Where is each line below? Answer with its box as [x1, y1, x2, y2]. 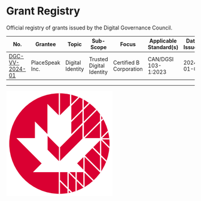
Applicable [149, 37, 177, 44]
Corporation [112, 65, 143, 73]
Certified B [112, 59, 140, 66]
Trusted [89, 56, 108, 63]
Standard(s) [147, 44, 178, 51]
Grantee [35, 40, 56, 47]
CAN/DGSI [147, 56, 174, 63]
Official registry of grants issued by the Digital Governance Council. [6, 24, 172, 31]
